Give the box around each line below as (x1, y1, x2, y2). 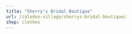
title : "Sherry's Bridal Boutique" (6, 8, 93, 14)
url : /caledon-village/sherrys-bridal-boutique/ (6, 14, 127, 20)
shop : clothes (6, 19, 41, 25)
